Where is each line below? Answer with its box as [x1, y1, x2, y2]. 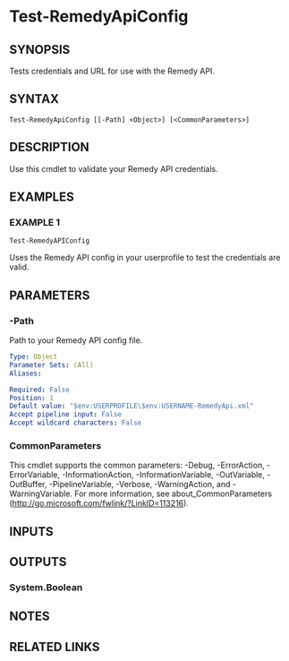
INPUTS [9, 524, 54, 539]
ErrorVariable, [9, 469, 61, 480]
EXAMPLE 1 [9, 216, 61, 228]
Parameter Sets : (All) [9, 360, 94, 369]
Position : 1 [9, 393, 54, 402]
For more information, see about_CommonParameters [74, 488, 273, 499]
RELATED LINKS [9, 639, 100, 655]
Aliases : [9, 369, 42, 378]
